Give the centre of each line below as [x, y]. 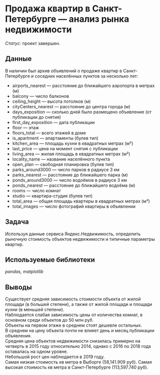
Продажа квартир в [48, 9]
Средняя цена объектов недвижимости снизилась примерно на [73, 341]
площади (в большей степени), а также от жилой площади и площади [79, 304]
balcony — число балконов [41, 96]
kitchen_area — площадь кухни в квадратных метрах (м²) [73, 143]
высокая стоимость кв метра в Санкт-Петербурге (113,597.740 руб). [77, 367]
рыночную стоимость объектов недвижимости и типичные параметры [80, 239]
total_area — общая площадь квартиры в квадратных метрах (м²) [81, 201]
